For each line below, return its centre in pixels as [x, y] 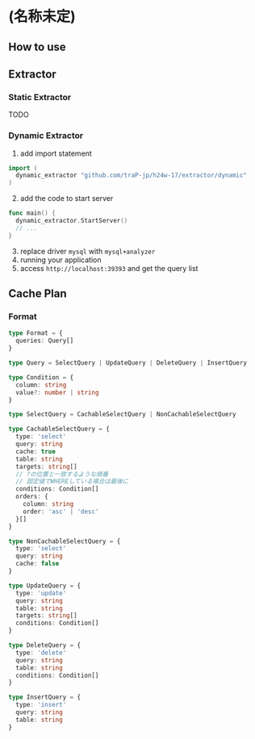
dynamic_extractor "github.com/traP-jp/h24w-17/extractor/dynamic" [132, 175]
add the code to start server [67, 198]
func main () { [32, 213]
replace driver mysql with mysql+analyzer [88, 251]
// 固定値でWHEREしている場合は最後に [72, 482]
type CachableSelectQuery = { [59, 429]
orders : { [32, 497]
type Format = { [36, 333]
